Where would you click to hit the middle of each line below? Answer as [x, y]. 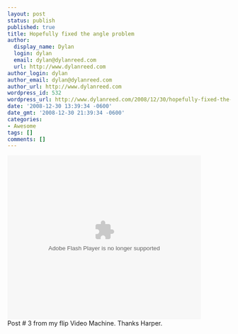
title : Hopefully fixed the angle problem [71, 34]
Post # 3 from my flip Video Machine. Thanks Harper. [85, 323]
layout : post [27, 14]
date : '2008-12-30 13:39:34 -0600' [60, 106]
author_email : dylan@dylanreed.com [60, 80]
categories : [25, 119]
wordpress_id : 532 [34, 93]
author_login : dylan [38, 73]
